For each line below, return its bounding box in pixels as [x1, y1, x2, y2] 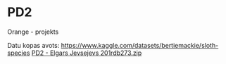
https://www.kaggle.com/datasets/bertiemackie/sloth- [61, 41, 219, 49]
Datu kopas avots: [7, 41, 60, 49]
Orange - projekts [7, 27, 59, 36]
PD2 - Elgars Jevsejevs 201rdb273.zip [31, 49, 142, 57]
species [7, 49, 30, 57]
